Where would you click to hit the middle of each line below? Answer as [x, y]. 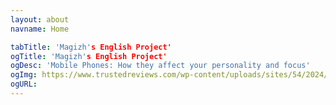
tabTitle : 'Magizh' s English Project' [91, 47]
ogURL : [24, 84]
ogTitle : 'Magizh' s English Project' [89, 56]
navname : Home [40, 29]
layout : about [40, 19]
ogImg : [24, 75]
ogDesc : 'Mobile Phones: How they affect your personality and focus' [160, 66]
